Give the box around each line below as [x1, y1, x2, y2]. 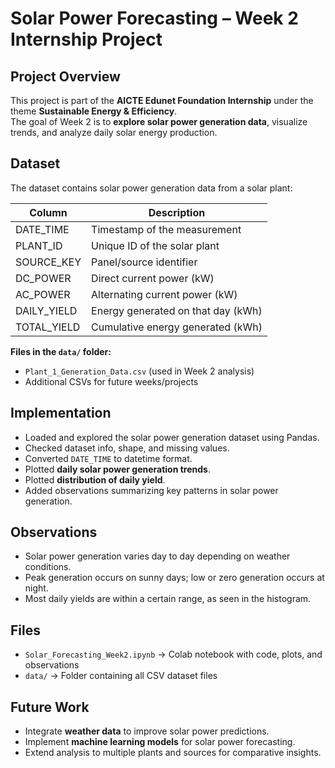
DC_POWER [15, 271, 72, 285]
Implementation [10, 405, 112, 422]
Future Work [10, 698, 90, 716]
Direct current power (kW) [91, 271, 215, 285]
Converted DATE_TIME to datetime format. [24, 452, 193, 464]
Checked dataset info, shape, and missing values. [24, 442, 230, 454]
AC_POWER [15, 287, 71, 301]
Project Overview [10, 68, 121, 85]
